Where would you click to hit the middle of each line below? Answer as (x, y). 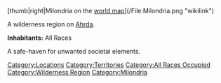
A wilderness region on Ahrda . (51, 24)
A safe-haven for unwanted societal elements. (74, 51)
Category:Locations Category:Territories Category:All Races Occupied (109, 65)
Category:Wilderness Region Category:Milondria (77, 72)
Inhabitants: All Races (40, 38)
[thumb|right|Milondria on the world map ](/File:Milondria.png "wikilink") (111, 11)
